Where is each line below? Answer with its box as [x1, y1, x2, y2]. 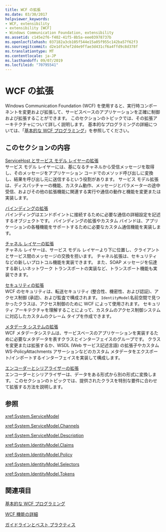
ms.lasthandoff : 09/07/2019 [5, 58, 63, 63]
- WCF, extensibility [5, 21, 50, 26]
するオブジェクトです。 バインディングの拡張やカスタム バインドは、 [5, 218, 146, 224]
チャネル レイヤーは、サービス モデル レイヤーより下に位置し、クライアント [5, 246, 160, 253]
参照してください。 [93, 127, 132, 134]
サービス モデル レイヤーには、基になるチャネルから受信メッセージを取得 [5, 164, 155, 170]
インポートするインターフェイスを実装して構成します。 [11, 355, 123, 360]
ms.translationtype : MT [5, 49, 54, 54]
